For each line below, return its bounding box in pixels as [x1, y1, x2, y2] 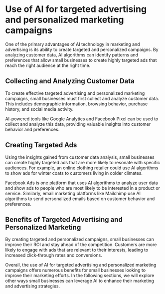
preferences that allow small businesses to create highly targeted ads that [5, 57, 157, 63]
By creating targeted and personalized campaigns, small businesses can [5, 236, 155, 243]
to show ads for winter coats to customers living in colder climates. [5, 170, 143, 176]
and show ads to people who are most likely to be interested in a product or [5, 185, 161, 191]
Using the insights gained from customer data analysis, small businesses [5, 154, 155, 160]
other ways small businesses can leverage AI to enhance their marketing [5, 278, 155, 284]
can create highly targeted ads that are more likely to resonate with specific [5, 159, 161, 165]
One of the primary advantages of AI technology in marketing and [5, 41, 141, 47]
